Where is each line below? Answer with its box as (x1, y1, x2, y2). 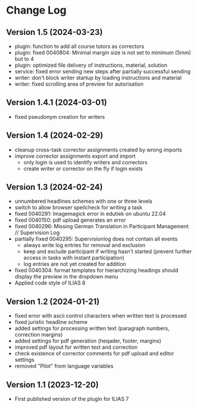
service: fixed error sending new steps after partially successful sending (14, 68, 191, 75)
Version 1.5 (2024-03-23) (6, 27, 103, 37)
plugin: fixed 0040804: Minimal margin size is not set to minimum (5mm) (14, 49, 192, 56)
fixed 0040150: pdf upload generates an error (14, 216, 126, 224)
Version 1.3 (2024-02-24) (6, 182, 103, 192)
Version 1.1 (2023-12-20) (6, 380, 99, 390)
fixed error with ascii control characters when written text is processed (14, 312, 187, 319)
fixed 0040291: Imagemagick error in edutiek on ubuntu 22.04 (14, 211, 166, 218)
